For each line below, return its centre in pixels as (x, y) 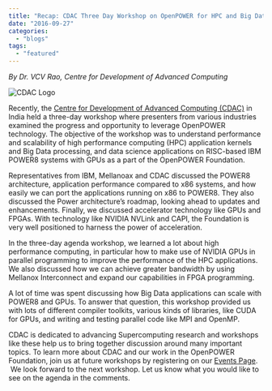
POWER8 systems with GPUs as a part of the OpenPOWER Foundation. (127, 160)
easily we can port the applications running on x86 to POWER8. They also (132, 193)
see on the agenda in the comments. (70, 378)
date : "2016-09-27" (41, 24)
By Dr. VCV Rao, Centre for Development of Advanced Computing (118, 77)
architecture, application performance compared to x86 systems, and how (132, 184)
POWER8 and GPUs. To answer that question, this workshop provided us (130, 302)
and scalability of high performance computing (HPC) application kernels (130, 142)
